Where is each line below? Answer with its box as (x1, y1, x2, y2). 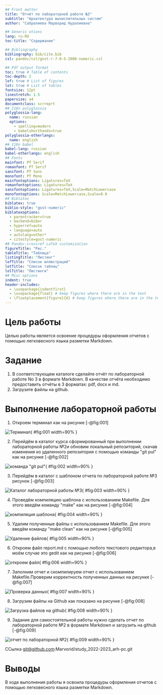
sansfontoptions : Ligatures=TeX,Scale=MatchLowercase (5, 187, 116, 192)
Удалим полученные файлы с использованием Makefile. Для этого (12, 521, 151, 527)
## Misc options (5, 273, 38, 278)
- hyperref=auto (9, 223, 42, 229)
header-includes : (5, 282, 40, 287)
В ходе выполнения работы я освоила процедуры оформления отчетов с (5, 679, 157, 685)
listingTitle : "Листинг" (5, 255, 55, 260)
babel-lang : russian (5, 146, 47, 151)
